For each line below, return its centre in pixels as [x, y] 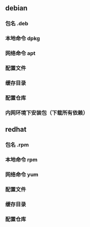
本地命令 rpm [21, 160]
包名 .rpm [17, 145]
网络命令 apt [20, 53]
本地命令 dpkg [23, 39]
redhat [16, 129]
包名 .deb [17, 24]
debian [16, 8]
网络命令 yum [22, 175]
